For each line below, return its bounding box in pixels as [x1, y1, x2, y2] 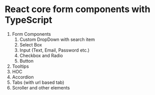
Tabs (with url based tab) [12, 79, 65, 85]
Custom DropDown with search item [19, 36, 95, 42]
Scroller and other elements [12, 84, 70, 90]
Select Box [19, 41, 42, 47]
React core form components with [5, 4, 150, 15]
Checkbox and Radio [19, 52, 63, 59]
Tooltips [12, 63, 29, 69]
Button [19, 58, 34, 64]
